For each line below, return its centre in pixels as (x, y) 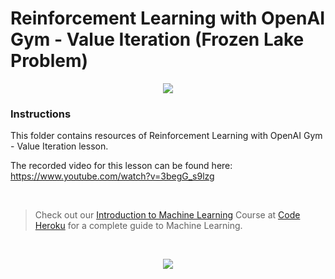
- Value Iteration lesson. (59, 146)
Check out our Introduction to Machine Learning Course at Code (167, 215)
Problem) (49, 61)
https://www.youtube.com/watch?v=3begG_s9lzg (112, 176)
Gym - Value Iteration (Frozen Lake (157, 39)
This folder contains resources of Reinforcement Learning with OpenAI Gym (166, 136)
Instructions (41, 114)
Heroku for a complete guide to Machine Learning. (138, 226)
